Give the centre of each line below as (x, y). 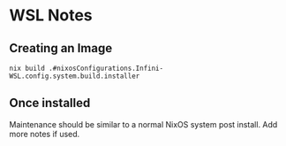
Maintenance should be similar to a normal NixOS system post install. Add (143, 124)
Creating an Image (61, 48)
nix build (27, 68)
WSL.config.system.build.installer (75, 76)
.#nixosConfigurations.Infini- (106, 68)
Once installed (50, 103)
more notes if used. (45, 134)
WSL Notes (51, 15)
